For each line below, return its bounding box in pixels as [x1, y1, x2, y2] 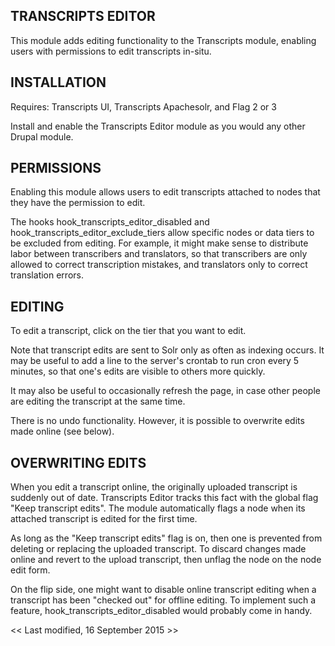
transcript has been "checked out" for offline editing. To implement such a [10, 594, 317, 606]
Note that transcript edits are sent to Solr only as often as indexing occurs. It [10, 344, 325, 356]
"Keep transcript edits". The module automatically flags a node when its [10, 502, 306, 514]
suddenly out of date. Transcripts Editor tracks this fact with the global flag [10, 492, 319, 504]
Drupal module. [10, 130, 74, 143]
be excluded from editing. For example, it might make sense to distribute [10, 237, 309, 249]
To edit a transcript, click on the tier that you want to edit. [10, 325, 247, 337]
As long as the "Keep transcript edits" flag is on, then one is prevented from [10, 532, 323, 544]
